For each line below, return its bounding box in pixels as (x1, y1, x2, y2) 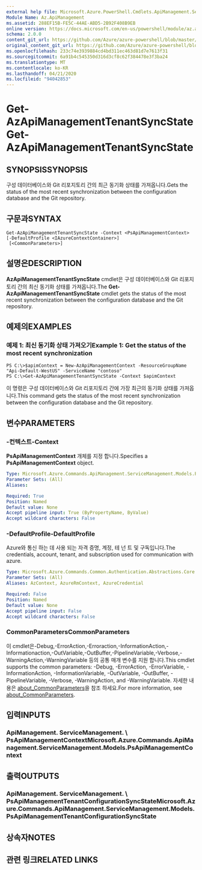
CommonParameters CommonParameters (6, 628, 130, 637)
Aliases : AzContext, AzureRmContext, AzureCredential (6, 580, 144, 586)
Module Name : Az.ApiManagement (6, 14, 85, 21)
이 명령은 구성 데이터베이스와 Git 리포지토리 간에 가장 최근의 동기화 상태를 (6, 384, 179, 392)
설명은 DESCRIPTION (6, 258, 82, 268)
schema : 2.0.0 (6, 31, 42, 37)
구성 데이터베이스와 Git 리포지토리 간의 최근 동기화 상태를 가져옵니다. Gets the (6, 182, 188, 189)
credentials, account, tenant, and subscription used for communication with (6, 551, 194, 558)
